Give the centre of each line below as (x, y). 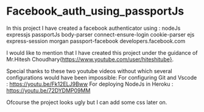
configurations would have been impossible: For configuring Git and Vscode (102, 77)
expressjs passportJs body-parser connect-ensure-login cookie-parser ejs (100, 34)
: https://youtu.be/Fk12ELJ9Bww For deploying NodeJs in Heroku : (90, 84)
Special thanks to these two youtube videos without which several (89, 71)
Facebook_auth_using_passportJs (95, 11)
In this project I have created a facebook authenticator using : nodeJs (93, 28)
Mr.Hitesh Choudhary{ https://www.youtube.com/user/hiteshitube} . (90, 59)
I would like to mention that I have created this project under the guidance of (102, 52)
